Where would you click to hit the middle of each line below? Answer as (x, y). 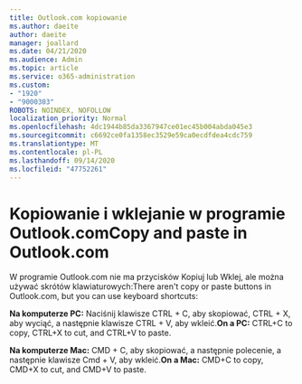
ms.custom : (30, 85)
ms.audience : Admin (46, 60)
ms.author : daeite (44, 26)
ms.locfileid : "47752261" (58, 169)
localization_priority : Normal (68, 118)
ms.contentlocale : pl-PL (56, 152)
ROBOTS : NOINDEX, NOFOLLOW (60, 110)
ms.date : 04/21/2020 (48, 52)
